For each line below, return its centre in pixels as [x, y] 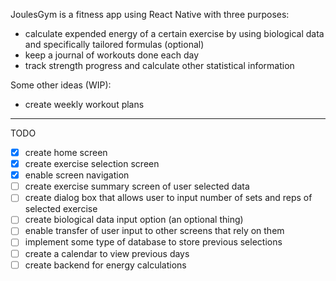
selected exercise [61, 209]
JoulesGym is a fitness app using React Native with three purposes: [150, 14]
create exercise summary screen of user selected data [137, 186]
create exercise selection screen [92, 164]
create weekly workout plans [84, 104]
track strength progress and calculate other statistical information [159, 65]
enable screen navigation [77, 175]
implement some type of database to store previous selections [153, 242]
